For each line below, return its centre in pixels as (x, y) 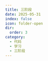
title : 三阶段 (19, 10)
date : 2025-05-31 (23, 14)
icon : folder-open (24, 23)
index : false (19, 19)
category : (15, 37)
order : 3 (19, 32)
